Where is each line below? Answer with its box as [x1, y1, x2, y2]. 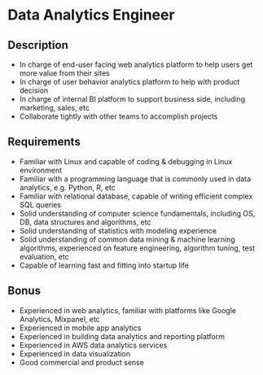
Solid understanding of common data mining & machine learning [19, 234, 235, 244]
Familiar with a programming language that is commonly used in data [19, 173, 252, 184]
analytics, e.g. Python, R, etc [19, 182, 116, 192]
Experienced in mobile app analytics [19, 323, 142, 333]
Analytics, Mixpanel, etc [19, 314, 101, 324]
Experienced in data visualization [19, 348, 131, 359]
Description [7, 38, 68, 52]
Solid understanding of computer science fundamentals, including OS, [19, 208, 256, 218]
